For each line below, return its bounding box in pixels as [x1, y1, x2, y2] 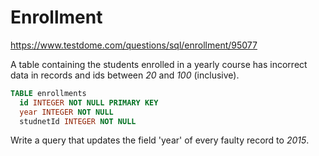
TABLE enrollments [10, 88, 87, 98]
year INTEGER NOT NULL [19, 107, 114, 117]
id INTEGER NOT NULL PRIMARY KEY [19, 97, 159, 108]
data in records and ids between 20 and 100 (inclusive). [10, 69, 240, 81]
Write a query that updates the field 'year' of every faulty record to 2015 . [10, 134, 310, 146]
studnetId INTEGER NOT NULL [19, 116, 137, 126]
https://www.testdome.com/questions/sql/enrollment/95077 [10, 39, 258, 51]
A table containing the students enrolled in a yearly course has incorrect [10, 58, 308, 70]
